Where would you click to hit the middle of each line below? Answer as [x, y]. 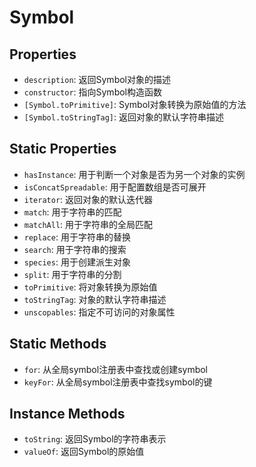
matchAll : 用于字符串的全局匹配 [88, 224]
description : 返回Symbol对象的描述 [97, 79]
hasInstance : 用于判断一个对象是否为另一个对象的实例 [134, 174]
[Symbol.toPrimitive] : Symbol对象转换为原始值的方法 [135, 104]
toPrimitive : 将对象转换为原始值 [90, 287]
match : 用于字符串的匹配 [72, 212]
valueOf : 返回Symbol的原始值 [84, 452]
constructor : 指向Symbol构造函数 [92, 92]
